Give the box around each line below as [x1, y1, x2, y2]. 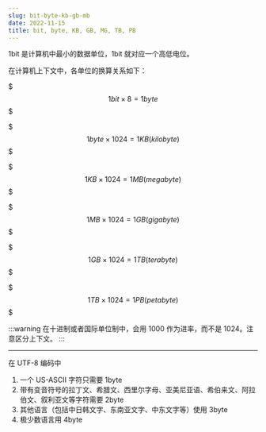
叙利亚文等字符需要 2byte [40, 395, 124, 405]
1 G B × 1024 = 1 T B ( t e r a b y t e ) [88, 255, 178, 264]
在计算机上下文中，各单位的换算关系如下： [8, 66, 147, 75]
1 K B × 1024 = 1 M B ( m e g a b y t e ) [84, 175, 182, 184]
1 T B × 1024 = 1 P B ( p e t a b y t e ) [87, 295, 179, 305]
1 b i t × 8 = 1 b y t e [108, 94, 158, 104]
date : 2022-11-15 [8, 19, 66, 27]
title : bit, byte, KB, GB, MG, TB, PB [8, 26, 136, 34]
